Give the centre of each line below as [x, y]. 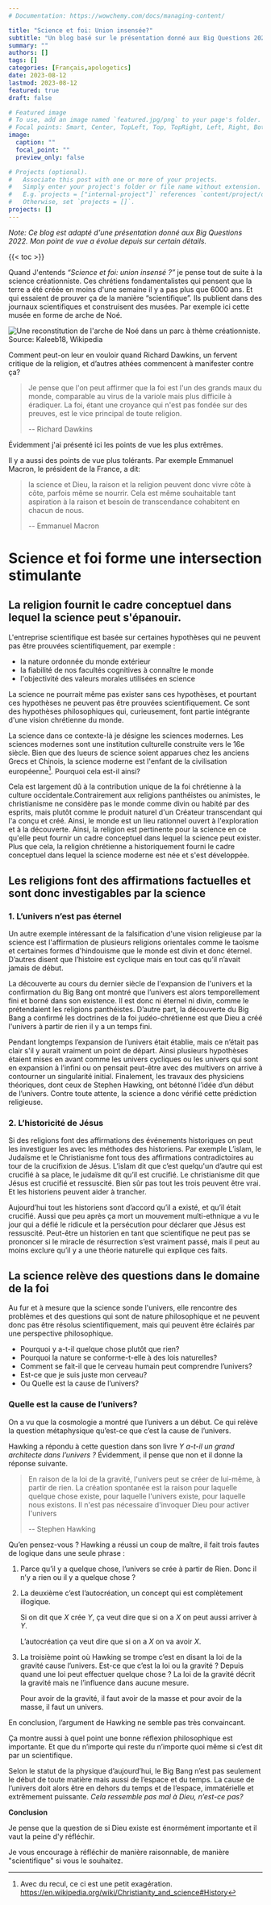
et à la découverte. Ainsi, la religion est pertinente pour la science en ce [127, 830]
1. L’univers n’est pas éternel [65, 916]
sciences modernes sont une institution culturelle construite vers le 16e [127, 744]
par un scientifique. [41, 1755]
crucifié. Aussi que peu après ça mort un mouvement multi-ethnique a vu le [134, 1216]
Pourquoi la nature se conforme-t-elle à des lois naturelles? [119, 1358]
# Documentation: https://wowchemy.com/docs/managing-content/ [117, 16]
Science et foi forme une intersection [135, 558]
